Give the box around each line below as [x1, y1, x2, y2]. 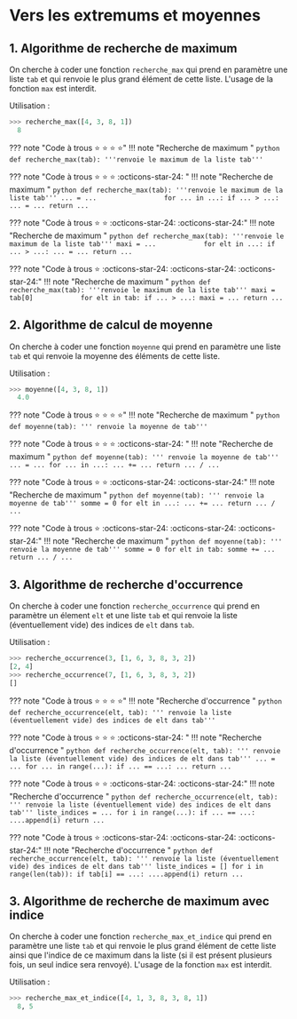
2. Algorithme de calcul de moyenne [9, 317, 213, 333]
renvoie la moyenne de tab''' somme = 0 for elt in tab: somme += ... [9, 545, 276, 554]
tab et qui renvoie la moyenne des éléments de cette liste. [9, 350, 221, 361]
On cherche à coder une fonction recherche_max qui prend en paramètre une [9, 64, 288, 75]
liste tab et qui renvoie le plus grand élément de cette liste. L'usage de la [9, 74, 273, 84]
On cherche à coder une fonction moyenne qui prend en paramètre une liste [9, 341, 281, 352]
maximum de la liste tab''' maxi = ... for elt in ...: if [9, 239, 276, 249]
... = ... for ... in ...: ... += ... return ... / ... [9, 461, 220, 470]
